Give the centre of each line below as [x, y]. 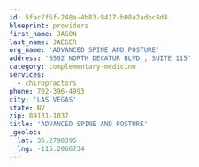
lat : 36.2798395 [47, 140]
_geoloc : [25, 133]
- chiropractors [47, 83]
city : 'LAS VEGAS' [43, 99]
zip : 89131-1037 [39, 116]
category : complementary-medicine [73, 67]
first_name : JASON [43, 34]
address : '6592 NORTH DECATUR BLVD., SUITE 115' [100, 58]
